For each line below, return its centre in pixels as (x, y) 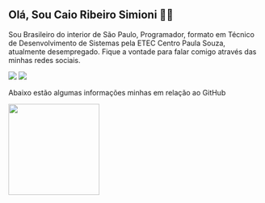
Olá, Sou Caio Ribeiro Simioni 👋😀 (91, 15)
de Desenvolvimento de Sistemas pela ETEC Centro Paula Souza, (117, 43)
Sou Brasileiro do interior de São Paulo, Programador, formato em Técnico (131, 34)
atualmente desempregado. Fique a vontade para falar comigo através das (132, 51)
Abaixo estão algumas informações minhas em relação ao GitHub (117, 92)
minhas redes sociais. (44, 60)
